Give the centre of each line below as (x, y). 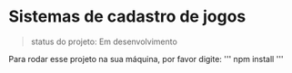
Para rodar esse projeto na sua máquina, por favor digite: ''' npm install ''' (146, 59)
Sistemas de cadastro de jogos (127, 17)
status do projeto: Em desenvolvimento (104, 41)
